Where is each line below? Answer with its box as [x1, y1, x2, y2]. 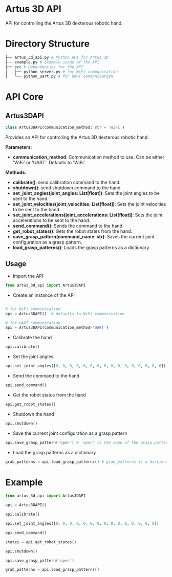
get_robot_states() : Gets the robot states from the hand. [12, 228, 133, 234]
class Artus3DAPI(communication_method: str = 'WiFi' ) [5, 125, 125, 130]
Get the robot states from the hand [12, 392, 86, 398]
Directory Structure [5, 38, 90, 50]
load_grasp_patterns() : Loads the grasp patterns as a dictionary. [12, 245, 150, 251]
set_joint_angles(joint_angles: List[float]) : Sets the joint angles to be [12, 190, 160, 196]
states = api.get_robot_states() [5, 539, 77, 545]
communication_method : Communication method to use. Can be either [12, 154, 165, 160]
